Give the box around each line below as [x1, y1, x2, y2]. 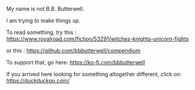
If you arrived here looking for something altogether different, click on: [6, 71, 182, 78]
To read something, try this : [6, 29, 77, 36]
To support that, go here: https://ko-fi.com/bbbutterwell [6, 59, 145, 66]
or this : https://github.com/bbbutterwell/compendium [6, 47, 141, 54]
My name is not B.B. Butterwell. [6, 5, 85, 12]
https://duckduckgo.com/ [6, 77, 70, 84]
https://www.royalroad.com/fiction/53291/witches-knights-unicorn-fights [6, 35, 189, 42]
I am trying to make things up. [6, 17, 81, 24]
